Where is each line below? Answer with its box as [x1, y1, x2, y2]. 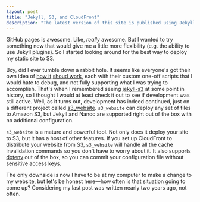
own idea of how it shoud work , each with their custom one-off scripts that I [6, 72, 193, 80]
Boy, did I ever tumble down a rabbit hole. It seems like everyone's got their [6, 67, 191, 74]
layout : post [6, 8, 39, 15]
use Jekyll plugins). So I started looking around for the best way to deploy [6, 49, 187, 56]
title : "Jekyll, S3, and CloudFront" [6, 14, 100, 20]
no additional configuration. [6, 117, 74, 124]
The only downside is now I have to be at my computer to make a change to [6, 172, 192, 179]
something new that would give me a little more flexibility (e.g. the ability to [6, 42, 190, 49]
